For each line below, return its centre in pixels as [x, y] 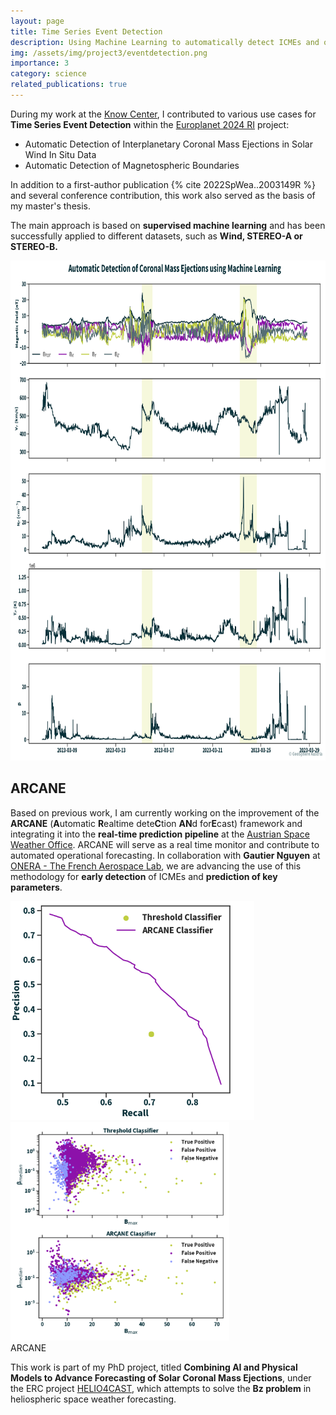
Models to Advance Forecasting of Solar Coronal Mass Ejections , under [161, 1377]
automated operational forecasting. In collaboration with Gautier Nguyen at [165, 855]
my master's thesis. [51, 206]
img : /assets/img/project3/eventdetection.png [109, 53]
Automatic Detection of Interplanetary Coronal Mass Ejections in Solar [168, 144]
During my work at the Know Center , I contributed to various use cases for [163, 114]
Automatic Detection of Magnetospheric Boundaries [132, 165]
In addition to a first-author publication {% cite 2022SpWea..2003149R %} [163, 184]
